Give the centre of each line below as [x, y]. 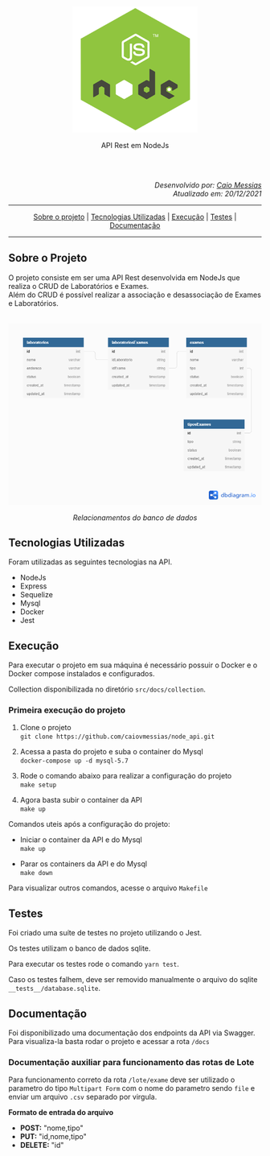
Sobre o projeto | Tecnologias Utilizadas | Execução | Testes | [135, 217]
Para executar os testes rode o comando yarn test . [94, 964]
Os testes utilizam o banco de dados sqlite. [80, 948]
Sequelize [37, 595]
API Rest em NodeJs [135, 145]
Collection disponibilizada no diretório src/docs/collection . [107, 689]
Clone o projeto [45, 728]
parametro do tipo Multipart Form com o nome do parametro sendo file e [132, 1088]
